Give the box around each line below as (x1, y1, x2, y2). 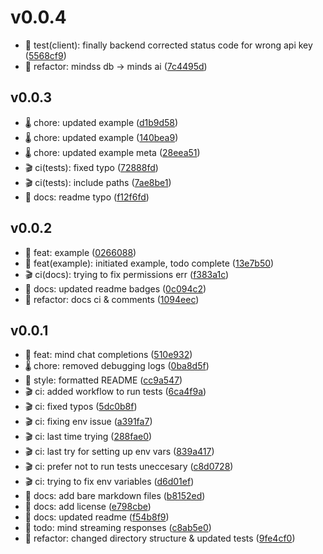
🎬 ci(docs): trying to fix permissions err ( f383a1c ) (24, 268, 230, 280)
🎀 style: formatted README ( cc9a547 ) (24, 374, 183, 386)
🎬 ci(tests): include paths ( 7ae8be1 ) (24, 176, 172, 188)
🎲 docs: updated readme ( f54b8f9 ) (24, 511, 170, 523)
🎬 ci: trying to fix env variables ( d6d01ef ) (24, 476, 195, 488)
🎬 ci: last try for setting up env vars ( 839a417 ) (24, 446, 215, 458)
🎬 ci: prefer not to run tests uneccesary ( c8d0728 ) (24, 461, 234, 473)
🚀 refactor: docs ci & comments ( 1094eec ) (24, 293, 200, 305)
